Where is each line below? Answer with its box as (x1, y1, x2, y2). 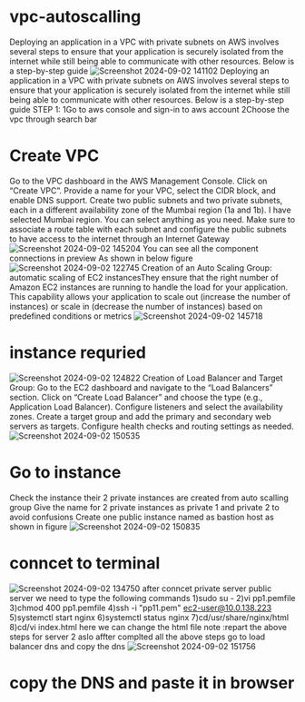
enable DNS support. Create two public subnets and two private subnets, (9, 194, 283, 205)
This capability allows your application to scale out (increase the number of (9, 291, 290, 302)
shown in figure (9, 520, 68, 532)
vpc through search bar (9, 114, 98, 124)
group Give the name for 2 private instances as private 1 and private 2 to (9, 501, 280, 512)
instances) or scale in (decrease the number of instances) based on (9, 301, 263, 311)
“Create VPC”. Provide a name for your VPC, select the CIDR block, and (9, 184, 277, 196)
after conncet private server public (142, 583, 272, 594)
